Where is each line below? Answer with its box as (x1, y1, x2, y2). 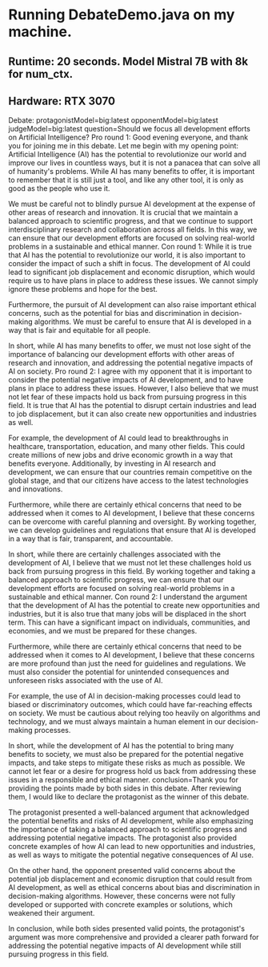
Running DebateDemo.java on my (8, 6, 235, 24)
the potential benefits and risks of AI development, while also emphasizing (8, 816, 254, 826)
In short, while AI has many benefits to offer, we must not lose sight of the (8, 341, 252, 350)
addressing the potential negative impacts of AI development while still (8, 941, 242, 951)
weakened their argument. (8, 908, 95, 918)
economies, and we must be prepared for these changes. (8, 626, 198, 636)
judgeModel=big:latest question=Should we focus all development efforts (8, 124, 250, 134)
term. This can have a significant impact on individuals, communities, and (8, 617, 250, 627)
